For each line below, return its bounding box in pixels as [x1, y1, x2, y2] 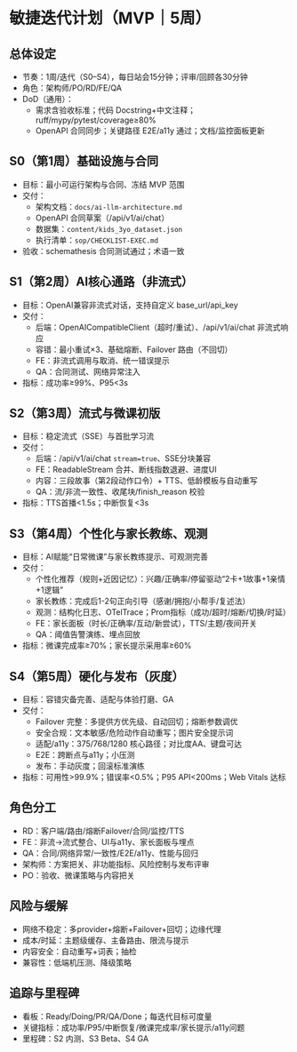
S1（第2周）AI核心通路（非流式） [9, 275, 194, 290]
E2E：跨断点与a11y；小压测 [35, 750, 135, 761]
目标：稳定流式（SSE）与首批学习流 [21, 431, 155, 442]
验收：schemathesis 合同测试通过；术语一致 [21, 245, 185, 256]
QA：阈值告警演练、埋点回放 [35, 629, 140, 640]
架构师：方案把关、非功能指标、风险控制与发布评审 [21, 858, 210, 869]
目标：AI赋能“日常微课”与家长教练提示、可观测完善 [21, 552, 209, 562]
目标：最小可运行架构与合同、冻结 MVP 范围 [21, 179, 185, 189]
